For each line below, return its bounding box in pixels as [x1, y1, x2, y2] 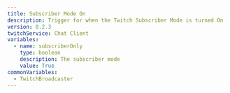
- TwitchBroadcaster [13, 75, 73, 83]
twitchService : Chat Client [7, 29, 89, 37]
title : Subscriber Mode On [7, 10, 86, 17]
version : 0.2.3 [7, 23, 52, 30]
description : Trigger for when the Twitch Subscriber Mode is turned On [7, 17, 224, 24]
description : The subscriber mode [20, 56, 120, 63]
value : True [20, 62, 55, 69]
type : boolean [20, 50, 61, 57]
